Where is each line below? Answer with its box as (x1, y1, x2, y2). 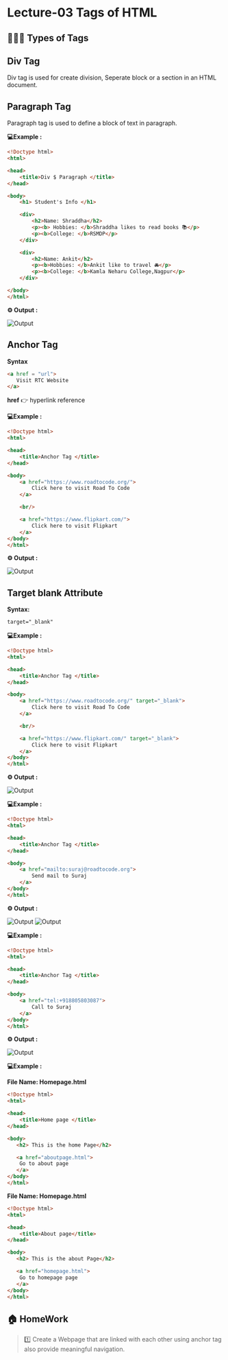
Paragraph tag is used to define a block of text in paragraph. (7, 119, 177, 128)
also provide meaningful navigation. (23, 1345, 125, 1353)
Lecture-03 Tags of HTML (7, 5, 157, 21)
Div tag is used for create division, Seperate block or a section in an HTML (7, 73, 217, 82)
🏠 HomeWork (7, 1313, 68, 1325)
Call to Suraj (31, 1003, 72, 1010)
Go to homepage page (19, 1274, 78, 1281)
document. (7, 81, 38, 89)
